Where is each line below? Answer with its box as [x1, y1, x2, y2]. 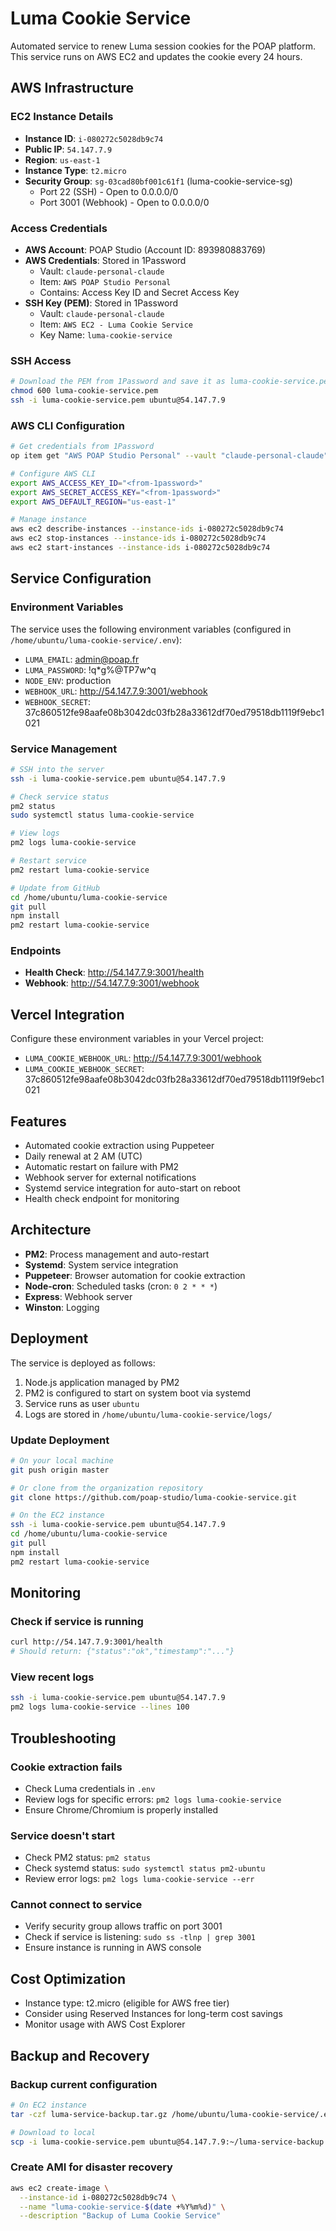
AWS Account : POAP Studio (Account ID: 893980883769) [24, 243, 267, 256]
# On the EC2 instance [10, 1510, 105, 1521]
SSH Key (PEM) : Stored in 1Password [24, 297, 179, 309]
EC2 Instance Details [10, 110, 114, 124]
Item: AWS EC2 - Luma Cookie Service [39, 318, 194, 330]
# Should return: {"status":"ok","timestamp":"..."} [10, 1647, 235, 1657]
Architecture [10, 1222, 92, 1239]
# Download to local [10, 2127, 97, 2137]
